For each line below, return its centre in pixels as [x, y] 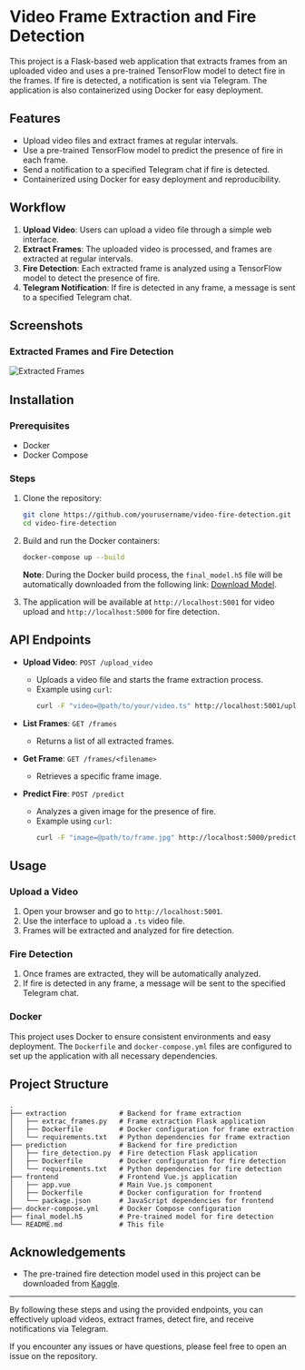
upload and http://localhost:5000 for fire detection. [121, 611]
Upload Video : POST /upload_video [88, 662]
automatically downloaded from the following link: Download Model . [149, 584]
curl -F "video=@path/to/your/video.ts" [113, 705]
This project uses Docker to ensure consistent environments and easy [140, 1036]
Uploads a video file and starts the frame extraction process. [149, 679]
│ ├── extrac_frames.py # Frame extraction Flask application [138, 1121]
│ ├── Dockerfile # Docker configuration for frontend [135, 1193]
